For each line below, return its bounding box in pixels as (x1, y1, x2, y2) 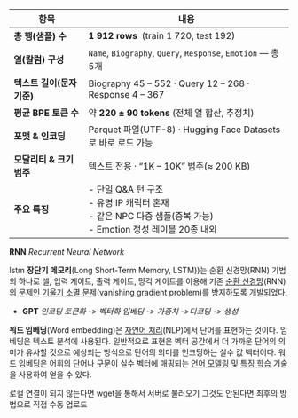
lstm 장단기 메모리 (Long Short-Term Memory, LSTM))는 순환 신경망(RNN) (9, 265, 271, 275)
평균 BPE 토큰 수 (13, 106, 80, 119)
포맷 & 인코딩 (13, 130, 66, 142)
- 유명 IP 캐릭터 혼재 (88, 197, 169, 209)
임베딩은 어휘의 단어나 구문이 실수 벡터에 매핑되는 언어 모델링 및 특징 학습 (18, 359, 272, 368)
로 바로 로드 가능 (88, 137, 153, 149)
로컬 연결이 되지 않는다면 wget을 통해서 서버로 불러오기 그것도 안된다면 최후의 (9, 388, 278, 398)
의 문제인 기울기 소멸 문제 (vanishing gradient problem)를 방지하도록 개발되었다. (9, 288, 288, 297)
